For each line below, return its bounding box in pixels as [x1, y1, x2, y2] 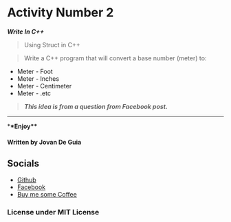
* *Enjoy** [7, 122, 38, 130]
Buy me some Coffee [16, 190, 77, 199]
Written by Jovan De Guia [7, 138, 82, 146]
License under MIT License [7, 208, 100, 217]
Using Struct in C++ [23, 40, 80, 49]
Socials [7, 158, 40, 169]
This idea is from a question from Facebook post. [23, 102, 168, 110]
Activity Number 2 [7, 5, 114, 21]
